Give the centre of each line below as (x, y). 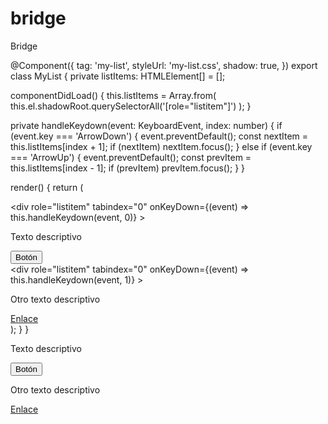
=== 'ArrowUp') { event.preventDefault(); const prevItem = (131, 157)
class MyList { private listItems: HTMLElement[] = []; (118, 76)
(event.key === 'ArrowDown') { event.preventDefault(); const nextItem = (159, 136)
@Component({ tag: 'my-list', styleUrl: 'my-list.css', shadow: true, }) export (164, 65)
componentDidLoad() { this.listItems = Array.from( (113, 95)
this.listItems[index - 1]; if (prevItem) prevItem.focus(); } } (128, 168)
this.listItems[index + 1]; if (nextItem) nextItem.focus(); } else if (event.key (161, 146)
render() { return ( (47, 187)
